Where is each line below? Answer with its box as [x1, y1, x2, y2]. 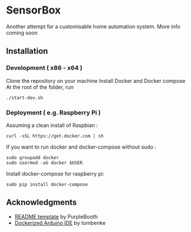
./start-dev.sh [6, 95, 43, 100]
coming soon [6, 29, 38, 36]
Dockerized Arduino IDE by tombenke [14, 219, 106, 226]
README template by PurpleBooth [14, 213, 98, 220]
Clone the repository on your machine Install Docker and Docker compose [6, 77, 186, 84]
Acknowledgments [6, 197, 78, 207]
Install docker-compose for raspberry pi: [6, 170, 105, 177]
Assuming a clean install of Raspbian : [6, 122, 98, 129]
